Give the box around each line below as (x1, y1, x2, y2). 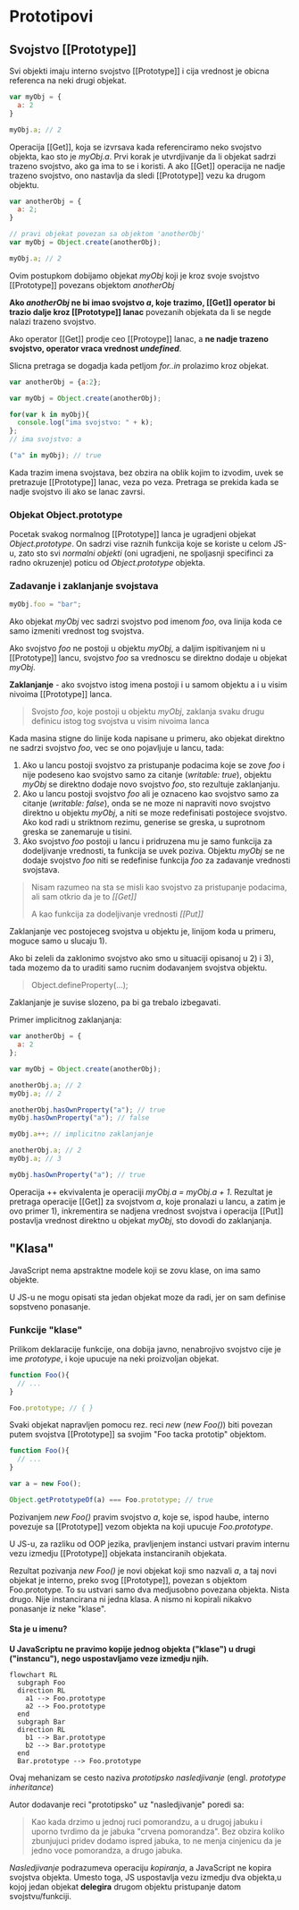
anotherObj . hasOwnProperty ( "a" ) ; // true (9, 1105, 166, 1114)
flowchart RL (9, 1671, 58, 1680)
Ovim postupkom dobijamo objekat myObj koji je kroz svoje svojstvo (9, 270, 261, 281)
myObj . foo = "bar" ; (9, 600, 82, 610)
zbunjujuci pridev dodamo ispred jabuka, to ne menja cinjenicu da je (30, 1836, 282, 1846)
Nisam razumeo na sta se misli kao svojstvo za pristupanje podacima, (30, 882, 287, 892)
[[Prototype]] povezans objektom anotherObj (9, 279, 175, 290)
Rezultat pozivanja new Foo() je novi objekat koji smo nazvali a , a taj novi (9, 1565, 277, 1576)
